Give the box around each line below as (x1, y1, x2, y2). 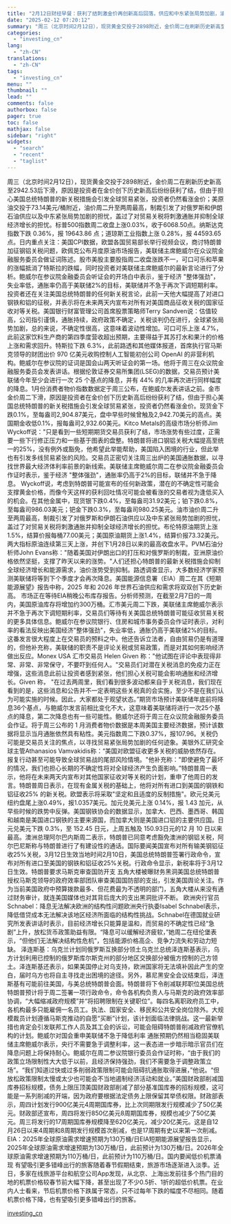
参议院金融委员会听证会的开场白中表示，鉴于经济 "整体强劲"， (43, 272, 219, 280)
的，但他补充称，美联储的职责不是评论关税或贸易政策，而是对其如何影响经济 (7, 643, 224, 651)
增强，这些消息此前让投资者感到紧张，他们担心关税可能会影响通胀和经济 (7, 669, 212, 677)
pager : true (7, 112, 41, 119)
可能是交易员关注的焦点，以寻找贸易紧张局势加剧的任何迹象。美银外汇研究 (7, 738, 218, 746)
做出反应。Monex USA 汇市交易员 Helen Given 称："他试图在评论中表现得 (7, 651, 216, 660)
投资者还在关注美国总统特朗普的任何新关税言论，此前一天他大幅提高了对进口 (7, 289, 224, 297)
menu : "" (7, 81, 32, 88)
